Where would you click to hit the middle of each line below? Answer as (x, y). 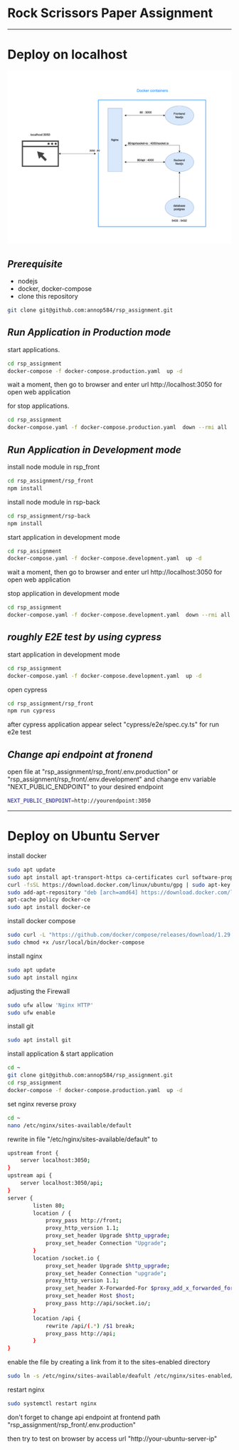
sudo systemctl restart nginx (52, 1404)
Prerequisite (35, 264)
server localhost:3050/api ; (62, 1183)
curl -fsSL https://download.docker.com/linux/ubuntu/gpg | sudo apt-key (119, 885)
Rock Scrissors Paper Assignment (110, 13)
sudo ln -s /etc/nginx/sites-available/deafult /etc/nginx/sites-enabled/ (121, 1376)
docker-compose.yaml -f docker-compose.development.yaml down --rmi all (119, 615)
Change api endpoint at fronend (80, 755)
